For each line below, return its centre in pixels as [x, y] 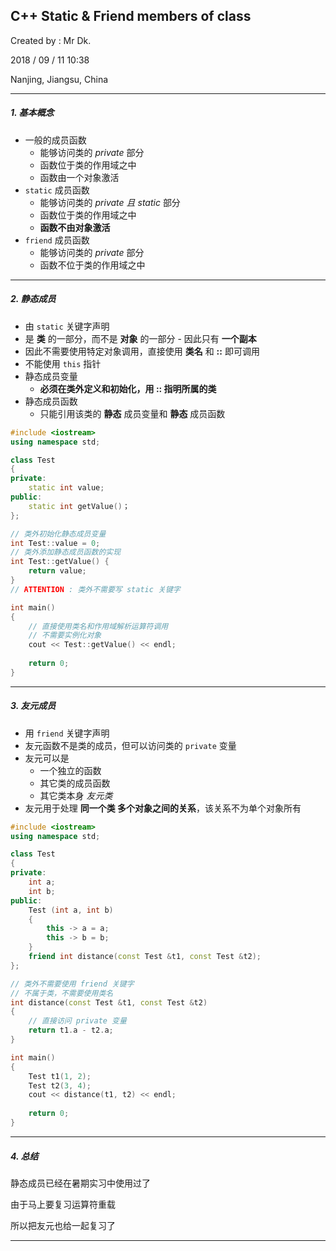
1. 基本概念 [32, 113]
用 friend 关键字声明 [67, 733]
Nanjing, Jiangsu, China [59, 79]
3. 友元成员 [33, 706]
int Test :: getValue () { [60, 562]
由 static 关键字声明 [67, 326]
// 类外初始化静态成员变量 [58, 534]
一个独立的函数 [70, 770]
